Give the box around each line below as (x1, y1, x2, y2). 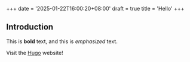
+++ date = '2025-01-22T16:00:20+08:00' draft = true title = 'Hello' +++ (6, 5, 185, 12)
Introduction (6, 22, 54, 32)
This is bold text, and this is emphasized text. (6, 38, 118, 45)
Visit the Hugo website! (6, 49, 64, 56)
